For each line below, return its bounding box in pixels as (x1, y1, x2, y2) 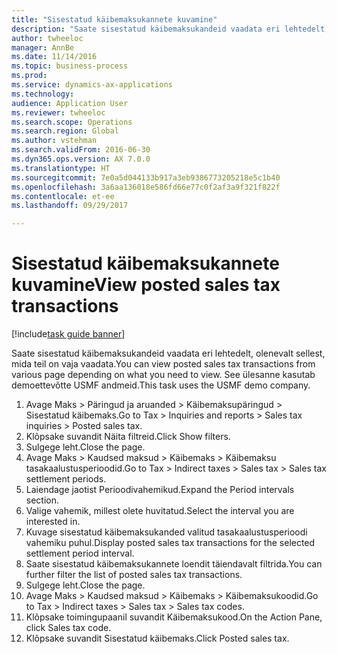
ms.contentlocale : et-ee (11, 191, 115, 201)
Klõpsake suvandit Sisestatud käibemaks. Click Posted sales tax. (25, 632, 290, 645)
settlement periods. (25, 473, 107, 485)
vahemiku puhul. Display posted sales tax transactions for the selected (25, 537, 316, 549)
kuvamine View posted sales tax (11, 274, 281, 296)
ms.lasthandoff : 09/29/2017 (11, 201, 129, 211)
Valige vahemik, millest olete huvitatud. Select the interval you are (25, 505, 295, 517)
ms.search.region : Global (11, 126, 119, 136)
